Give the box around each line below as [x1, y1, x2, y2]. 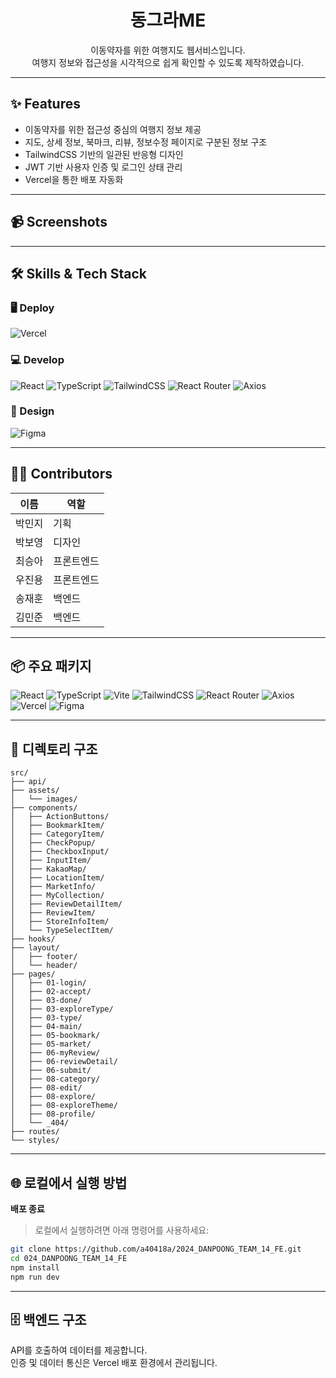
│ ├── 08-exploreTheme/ [10, 1101, 118, 1111]
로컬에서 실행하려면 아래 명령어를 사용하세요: [34, 1224, 210, 1236]
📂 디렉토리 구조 [10, 741, 98, 758]
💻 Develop [10, 353, 65, 367]
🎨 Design [10, 404, 55, 418]
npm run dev [10, 1272, 60, 1282]
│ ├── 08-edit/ [10, 1083, 83, 1093]
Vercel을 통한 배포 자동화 [24, 173, 124, 185]
